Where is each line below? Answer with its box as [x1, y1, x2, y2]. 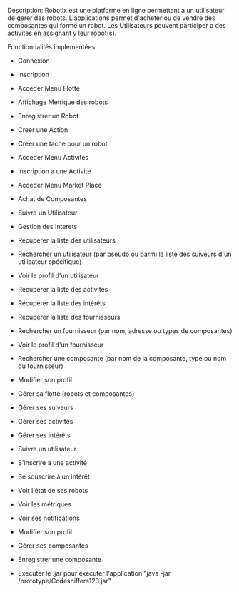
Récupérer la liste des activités [17, 285, 108, 293]
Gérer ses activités [17, 417, 73, 425]
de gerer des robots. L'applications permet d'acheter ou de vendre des [7, 14, 215, 22]
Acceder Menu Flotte [17, 84, 81, 92]
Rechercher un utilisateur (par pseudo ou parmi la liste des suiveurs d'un [17, 250, 232, 258]
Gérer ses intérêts [17, 431, 71, 439]
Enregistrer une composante [17, 556, 102, 563]
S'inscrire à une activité [17, 459, 88, 466]
